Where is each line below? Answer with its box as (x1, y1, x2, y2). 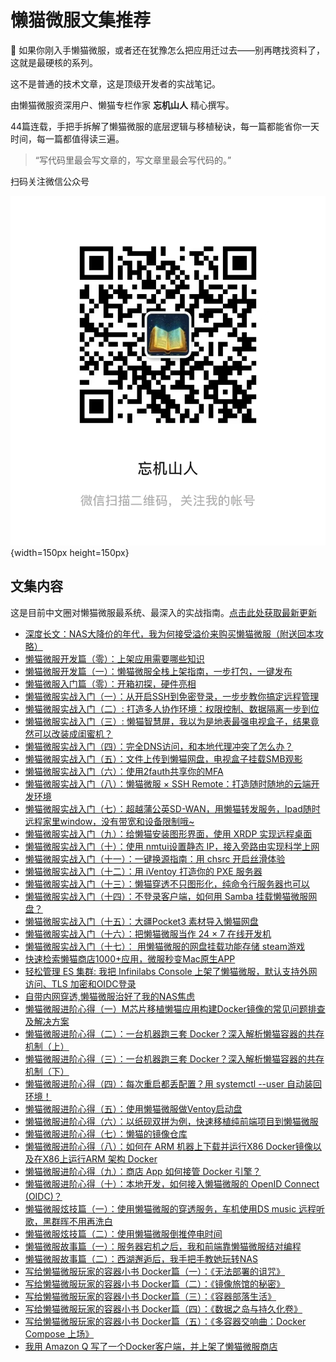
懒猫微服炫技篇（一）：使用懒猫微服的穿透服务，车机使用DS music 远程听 (24, 1202, 326, 1215)
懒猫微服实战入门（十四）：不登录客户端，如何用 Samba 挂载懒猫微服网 (24, 890, 318, 902)
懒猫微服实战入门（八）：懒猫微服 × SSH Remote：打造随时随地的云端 (24, 777, 312, 790)
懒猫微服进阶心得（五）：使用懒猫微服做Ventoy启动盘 (24, 1102, 243, 1115)
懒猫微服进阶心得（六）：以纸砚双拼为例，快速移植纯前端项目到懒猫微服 (24, 1115, 319, 1127)
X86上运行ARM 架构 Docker (42, 1152, 158, 1165)
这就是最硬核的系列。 (10, 56, 98, 68)
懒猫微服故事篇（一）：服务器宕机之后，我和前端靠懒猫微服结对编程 (24, 1240, 302, 1252)
